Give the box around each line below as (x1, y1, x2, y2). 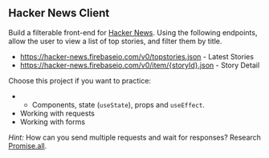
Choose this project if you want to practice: (8, 75, 151, 85)
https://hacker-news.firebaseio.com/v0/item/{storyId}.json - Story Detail (19, 60, 260, 70)
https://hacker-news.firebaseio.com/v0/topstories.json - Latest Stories (19, 51, 255, 61)
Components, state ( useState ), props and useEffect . (31, 99, 205, 109)
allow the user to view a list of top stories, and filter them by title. (8, 36, 222, 46)
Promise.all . (8, 140, 47, 151)
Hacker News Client (8, 6, 110, 20)
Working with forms (19, 116, 86, 127)
